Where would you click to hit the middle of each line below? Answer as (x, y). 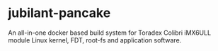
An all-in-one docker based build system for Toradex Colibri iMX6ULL (110, 33)
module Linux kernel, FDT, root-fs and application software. (95, 40)
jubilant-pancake (59, 13)
